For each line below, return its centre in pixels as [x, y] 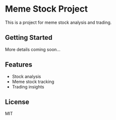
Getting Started [29, 38]
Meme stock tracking [33, 82]
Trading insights [28, 86]
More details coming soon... [33, 49]
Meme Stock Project [46, 9]
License [17, 102]
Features [19, 65]
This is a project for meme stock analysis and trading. [58, 22]
